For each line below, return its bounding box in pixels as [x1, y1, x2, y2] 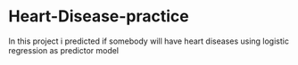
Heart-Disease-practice [8, 6, 189, 27]
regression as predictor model [8, 45, 120, 55]
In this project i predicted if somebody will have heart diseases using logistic [8, 36, 289, 46]
